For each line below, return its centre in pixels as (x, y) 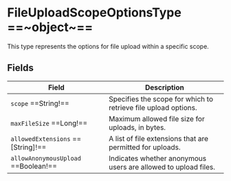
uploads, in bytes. (137, 127)
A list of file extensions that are (158, 138)
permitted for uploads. (145, 147)
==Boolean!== (34, 166)
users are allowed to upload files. (162, 167)
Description (165, 87)
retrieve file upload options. (153, 107)
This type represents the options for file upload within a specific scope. (108, 46)
